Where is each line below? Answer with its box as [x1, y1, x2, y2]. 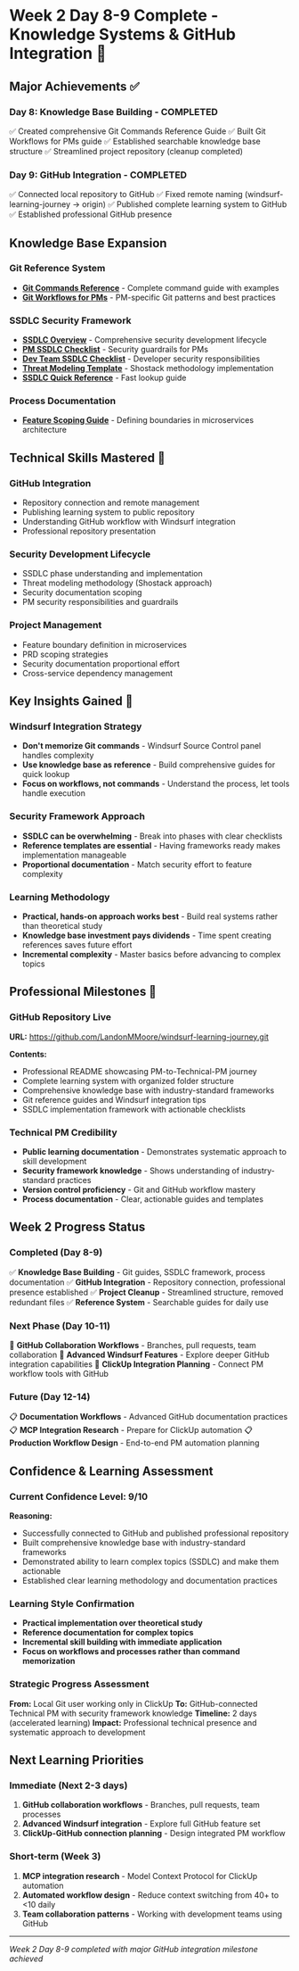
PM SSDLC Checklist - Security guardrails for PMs [21, 344, 209, 355]
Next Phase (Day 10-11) [9, 1320, 111, 1332]
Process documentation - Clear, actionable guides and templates [21, 1194, 264, 1205]
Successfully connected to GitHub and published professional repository [21, 1528, 289, 1538]
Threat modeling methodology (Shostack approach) [21, 577, 213, 589]
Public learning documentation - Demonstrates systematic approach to [21, 1147, 287, 1156]
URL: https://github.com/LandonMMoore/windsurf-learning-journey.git [9, 1031, 270, 1042]
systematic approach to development [9, 1727, 146, 1737]
